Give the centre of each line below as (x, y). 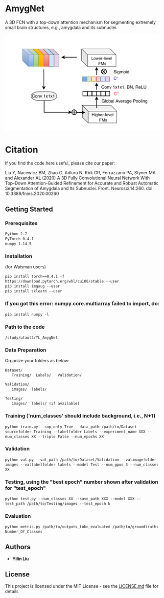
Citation (22, 149)
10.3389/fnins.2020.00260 (32, 194)
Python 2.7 (16, 234)
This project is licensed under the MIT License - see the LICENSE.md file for (82, 586)
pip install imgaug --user (33, 286)
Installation (19, 256)
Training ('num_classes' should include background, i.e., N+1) (80, 416)
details (12, 592)
